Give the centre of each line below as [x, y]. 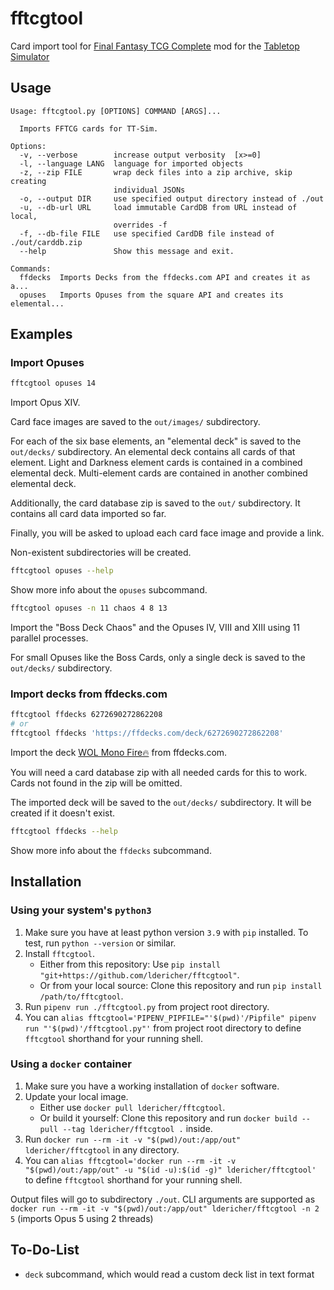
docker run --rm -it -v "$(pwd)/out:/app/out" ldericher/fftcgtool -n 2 [165, 1208]
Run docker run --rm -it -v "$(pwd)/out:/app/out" [133, 1139]
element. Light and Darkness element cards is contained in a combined [156, 463]
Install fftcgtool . [59, 953]
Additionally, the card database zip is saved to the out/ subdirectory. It [155, 503]
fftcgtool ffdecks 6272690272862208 [86, 715]
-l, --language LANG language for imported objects [131, 163]
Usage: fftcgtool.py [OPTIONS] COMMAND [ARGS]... [116, 111]
